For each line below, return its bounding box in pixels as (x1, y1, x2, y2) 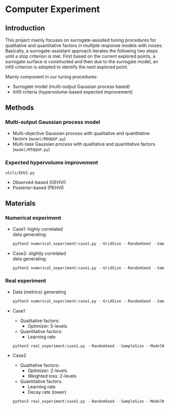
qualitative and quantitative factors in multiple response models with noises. (5, 42, 163, 49)
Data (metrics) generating (12, 289, 67, 295)
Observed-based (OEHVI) (12, 179, 67, 185)
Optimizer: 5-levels (27, 323, 67, 329)
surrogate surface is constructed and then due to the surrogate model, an (5, 59, 158, 64)
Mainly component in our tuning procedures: (5, 74, 98, 79)
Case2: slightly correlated (12, 250, 67, 256)
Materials (5, 199, 36, 208)
